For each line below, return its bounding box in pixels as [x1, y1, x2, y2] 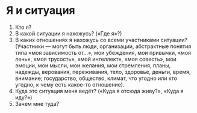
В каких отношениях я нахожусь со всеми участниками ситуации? [14, 36, 188, 43]
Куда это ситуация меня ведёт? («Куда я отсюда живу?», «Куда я [14, 87, 184, 94]
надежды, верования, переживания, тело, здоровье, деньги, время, [14, 68, 191, 75]
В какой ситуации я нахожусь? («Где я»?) [14, 29, 122, 37]
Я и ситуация [6, 4, 75, 17]
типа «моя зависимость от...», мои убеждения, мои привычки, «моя [14, 49, 192, 56]
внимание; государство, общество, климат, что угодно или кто [14, 75, 178, 82]
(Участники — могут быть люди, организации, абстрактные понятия [14, 43, 192, 50]
